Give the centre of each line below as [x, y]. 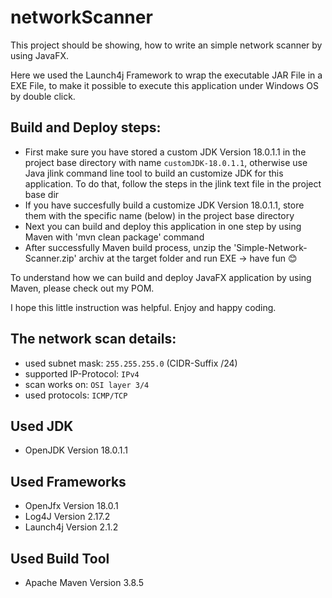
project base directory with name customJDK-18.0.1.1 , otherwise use [166, 162]
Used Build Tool [60, 558]
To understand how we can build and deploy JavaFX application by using [161, 277]
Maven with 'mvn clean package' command [114, 237]
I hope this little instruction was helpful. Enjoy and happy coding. [143, 307]
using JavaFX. [40, 55]
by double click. [43, 96]
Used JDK [42, 426]
